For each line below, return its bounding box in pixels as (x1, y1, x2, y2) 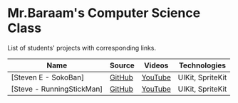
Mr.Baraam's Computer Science (7, 5, 201, 21)
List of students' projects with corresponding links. (7, 43, 157, 52)
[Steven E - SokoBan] (11, 72, 84, 82)
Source (109, 60, 135, 70)
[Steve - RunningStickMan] (11, 84, 103, 94)
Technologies (178, 60, 227, 70)
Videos (143, 60, 169, 70)
